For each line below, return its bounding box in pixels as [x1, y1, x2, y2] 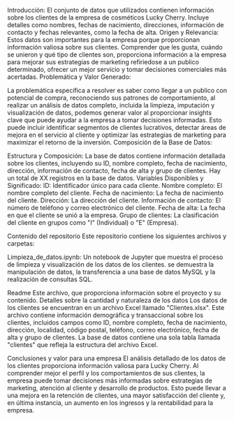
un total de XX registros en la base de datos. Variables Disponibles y [7, 174, 204, 182]
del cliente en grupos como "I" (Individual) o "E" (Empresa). [7, 219, 179, 226]
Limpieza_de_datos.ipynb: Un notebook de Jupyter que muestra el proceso [7, 253, 224, 261]
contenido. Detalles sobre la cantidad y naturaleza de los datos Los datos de [7, 296, 227, 304]
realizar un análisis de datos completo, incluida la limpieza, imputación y [7, 101, 215, 109]
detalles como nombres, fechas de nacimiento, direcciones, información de [7, 21, 224, 29]
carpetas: [7, 239, 35, 247]
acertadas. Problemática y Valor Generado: [7, 73, 131, 81]
